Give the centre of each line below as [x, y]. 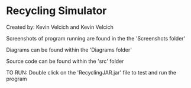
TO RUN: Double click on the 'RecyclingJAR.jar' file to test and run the [91, 72]
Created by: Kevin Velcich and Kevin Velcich [60, 27]
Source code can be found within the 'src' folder [65, 61]
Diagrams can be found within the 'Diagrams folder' [69, 50]
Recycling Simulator [56, 11]
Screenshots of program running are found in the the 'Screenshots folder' [96, 38]
